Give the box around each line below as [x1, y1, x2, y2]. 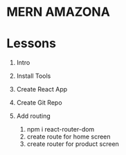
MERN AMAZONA [6, 4, 110, 20]
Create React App [16, 85, 68, 94]
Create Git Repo [16, 99, 63, 107]
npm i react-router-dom [26, 125, 95, 134]
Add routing [16, 112, 51, 121]
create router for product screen [26, 140, 119, 148]
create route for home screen [26, 132, 111, 141]
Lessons [6, 36, 57, 52]
